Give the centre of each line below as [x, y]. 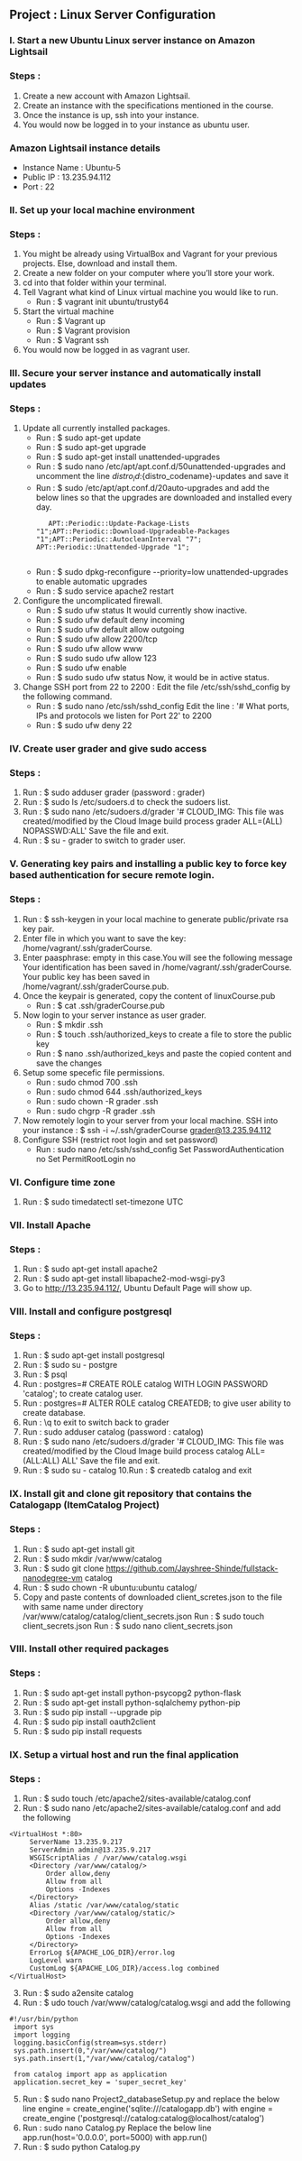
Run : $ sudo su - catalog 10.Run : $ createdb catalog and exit [137, 1471]
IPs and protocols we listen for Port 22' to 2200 [124, 716]
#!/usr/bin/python [44, 2019]
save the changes [69, 1063]
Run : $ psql [45, 1374]
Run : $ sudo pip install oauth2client [89, 1722]
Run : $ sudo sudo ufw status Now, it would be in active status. [153, 678]
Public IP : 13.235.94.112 [67, 177]
